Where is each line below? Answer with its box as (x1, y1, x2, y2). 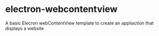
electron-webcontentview (5, 3, 118, 15)
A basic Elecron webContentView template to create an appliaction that (5, 20, 154, 26)
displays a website (5, 25, 44, 31)
